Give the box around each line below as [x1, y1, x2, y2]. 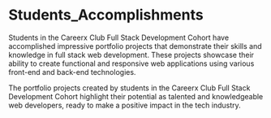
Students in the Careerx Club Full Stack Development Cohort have [8, 33, 230, 42]
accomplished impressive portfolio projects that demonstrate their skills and [8, 41, 262, 50]
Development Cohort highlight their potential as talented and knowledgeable [8, 91, 264, 101]
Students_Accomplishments [8, 6, 204, 24]
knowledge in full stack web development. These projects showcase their [8, 50, 254, 59]
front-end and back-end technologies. [8, 67, 136, 76]
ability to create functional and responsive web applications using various [8, 59, 255, 68]
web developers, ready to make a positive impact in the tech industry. [8, 100, 241, 110]
